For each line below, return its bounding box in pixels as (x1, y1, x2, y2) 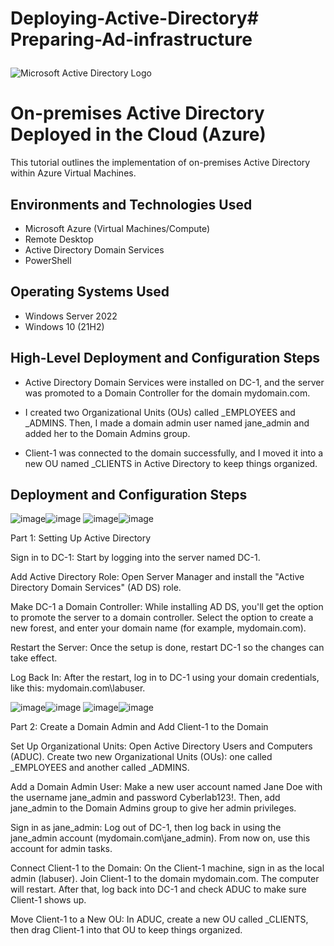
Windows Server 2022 (24, 310, 118, 322)
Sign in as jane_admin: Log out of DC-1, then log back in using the (10, 822, 282, 834)
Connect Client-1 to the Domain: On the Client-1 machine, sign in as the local (10, 862, 325, 874)
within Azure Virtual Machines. (10, 167, 137, 179)
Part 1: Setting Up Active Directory (10, 532, 152, 544)
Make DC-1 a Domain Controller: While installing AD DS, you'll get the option (10, 601, 324, 613)
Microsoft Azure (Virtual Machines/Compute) (24, 222, 211, 234)
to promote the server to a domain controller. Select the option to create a (10, 612, 314, 624)
